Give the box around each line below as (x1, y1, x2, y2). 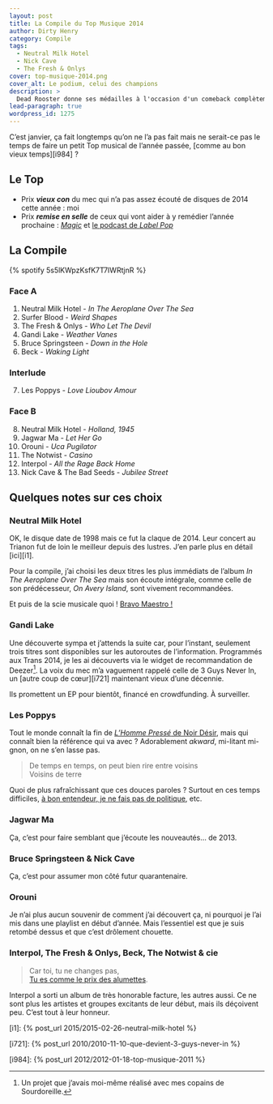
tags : (9, 42, 28, 50)
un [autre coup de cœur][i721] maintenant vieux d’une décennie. (9, 674, 224, 683)
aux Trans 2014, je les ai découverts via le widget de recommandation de (9, 655, 254, 665)
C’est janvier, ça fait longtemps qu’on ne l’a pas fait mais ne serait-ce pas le (9, 132, 261, 142)
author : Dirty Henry (9, 27, 79, 35)
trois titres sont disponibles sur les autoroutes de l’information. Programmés (9, 646, 262, 657)
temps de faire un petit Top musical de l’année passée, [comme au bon (9, 141, 246, 150)
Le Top (9, 173, 44, 186)
